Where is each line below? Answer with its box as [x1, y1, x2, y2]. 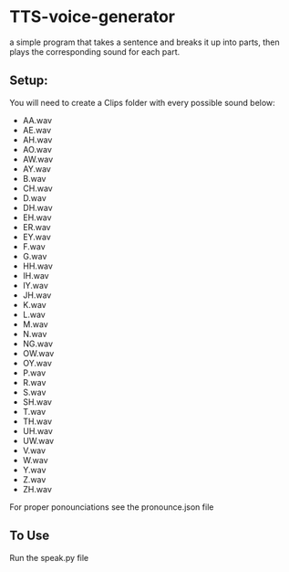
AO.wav [22, 143, 53, 154]
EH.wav [22, 212, 52, 223]
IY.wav [22, 280, 48, 291]
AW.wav [22, 154, 54, 164]
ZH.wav [22, 483, 53, 494]
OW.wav [22, 347, 55, 358]
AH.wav [22, 134, 53, 145]
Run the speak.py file [9, 552, 89, 563]
